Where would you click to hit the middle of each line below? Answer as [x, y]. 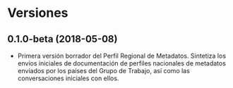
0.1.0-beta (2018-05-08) [62, 39]
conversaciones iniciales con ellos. [68, 78]
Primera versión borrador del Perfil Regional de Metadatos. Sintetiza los [122, 56]
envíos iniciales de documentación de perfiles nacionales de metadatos [121, 63]
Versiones [38, 13]
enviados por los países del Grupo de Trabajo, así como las [104, 71]
